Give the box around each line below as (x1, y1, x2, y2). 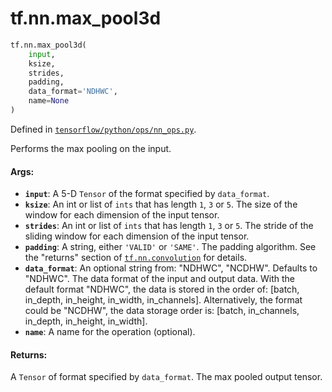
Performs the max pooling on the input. (10, 142, 172, 154)
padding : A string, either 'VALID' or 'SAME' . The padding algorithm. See (24, 241, 317, 253)
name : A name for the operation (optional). (24, 326, 196, 338)
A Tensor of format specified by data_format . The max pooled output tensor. (10, 371, 323, 383)
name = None (28, 96, 70, 106)
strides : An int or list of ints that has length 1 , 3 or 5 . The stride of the (24, 220, 314, 232)
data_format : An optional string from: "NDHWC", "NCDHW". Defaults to (24, 262, 318, 274)
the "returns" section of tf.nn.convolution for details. (24, 252, 248, 264)
